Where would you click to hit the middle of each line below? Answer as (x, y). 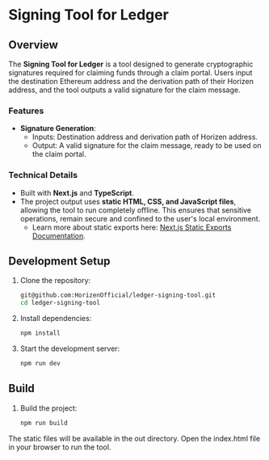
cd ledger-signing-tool (60, 303)
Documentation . (59, 235)
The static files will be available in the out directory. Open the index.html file (134, 438)
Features (26, 111)
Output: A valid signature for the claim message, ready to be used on (147, 146)
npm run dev (40, 364)
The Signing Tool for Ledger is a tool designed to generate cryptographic (131, 64)
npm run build (44, 423)
